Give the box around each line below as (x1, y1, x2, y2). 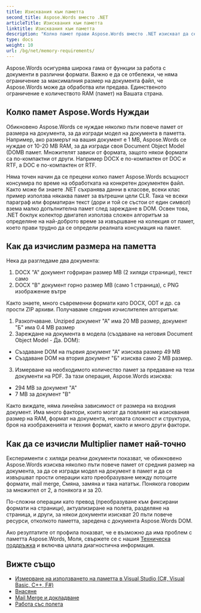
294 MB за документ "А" (14, 384, 77, 392)
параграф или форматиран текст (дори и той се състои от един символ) (6, 199, 191, 206)
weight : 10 (6, 43, 33, 49)
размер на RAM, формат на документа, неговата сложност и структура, (6, 415, 191, 422)
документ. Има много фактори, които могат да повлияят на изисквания (6, 408, 190, 416)
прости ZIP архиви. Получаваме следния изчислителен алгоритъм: (6, 306, 179, 313)
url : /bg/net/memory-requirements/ (6, 48, 95, 54)
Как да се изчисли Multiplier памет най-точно (6, 438, 187, 449)
